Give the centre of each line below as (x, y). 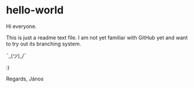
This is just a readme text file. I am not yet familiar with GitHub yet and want (97, 37)
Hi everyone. (21, 26)
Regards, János (25, 79)
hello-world (35, 10)
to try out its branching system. (44, 44)
